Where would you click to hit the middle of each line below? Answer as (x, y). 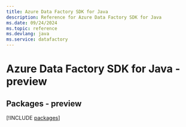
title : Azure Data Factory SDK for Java (57, 12)
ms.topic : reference (32, 28)
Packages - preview (44, 103)
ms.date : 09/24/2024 (32, 23)
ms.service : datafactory (37, 39)
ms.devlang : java (28, 34)
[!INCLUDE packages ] (33, 118)
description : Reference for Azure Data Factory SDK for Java (84, 17)
